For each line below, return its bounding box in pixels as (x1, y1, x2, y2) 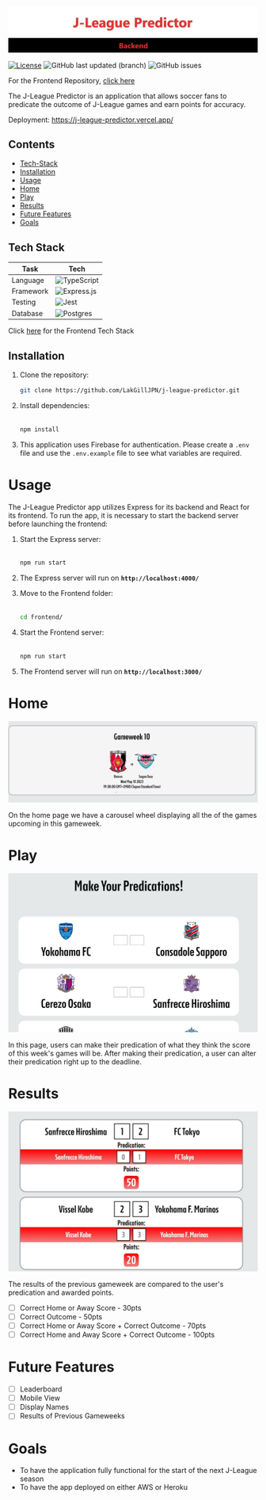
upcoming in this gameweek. (8, 819, 102, 828)
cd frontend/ (19, 613, 63, 621)
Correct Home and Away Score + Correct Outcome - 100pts (19, 1330, 215, 1340)
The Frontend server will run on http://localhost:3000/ (19, 666, 203, 676)
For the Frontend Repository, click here (8, 75, 135, 85)
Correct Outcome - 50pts (19, 1311, 103, 1321)
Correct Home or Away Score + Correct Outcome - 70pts (19, 1321, 207, 1330)
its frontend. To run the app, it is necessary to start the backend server (8, 510, 239, 520)
